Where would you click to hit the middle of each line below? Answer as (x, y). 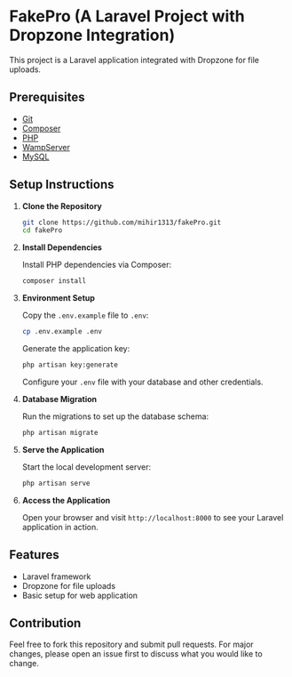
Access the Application (66, 500)
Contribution (45, 623)
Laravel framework (56, 576)
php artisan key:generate (70, 365)
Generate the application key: (76, 349)
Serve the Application (63, 449)
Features (34, 555)
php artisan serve (56, 483)
